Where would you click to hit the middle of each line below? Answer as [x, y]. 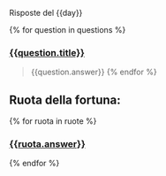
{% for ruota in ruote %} [53, 121]
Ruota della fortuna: [65, 99]
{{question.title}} [47, 52]
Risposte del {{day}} [46, 13]
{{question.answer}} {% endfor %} [94, 72]
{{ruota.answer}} [47, 144]
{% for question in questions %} [68, 30]
